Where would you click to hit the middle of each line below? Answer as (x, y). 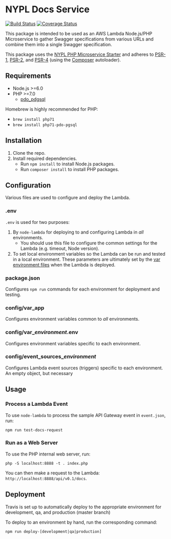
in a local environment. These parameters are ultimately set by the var (86, 259)
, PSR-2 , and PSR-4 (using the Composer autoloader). (64, 59)
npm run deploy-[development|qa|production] (54, 531)
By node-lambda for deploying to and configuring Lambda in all (78, 232)
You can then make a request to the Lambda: (52, 473)
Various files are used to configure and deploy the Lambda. (68, 198)
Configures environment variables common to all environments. (72, 319)
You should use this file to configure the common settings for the (89, 243)
